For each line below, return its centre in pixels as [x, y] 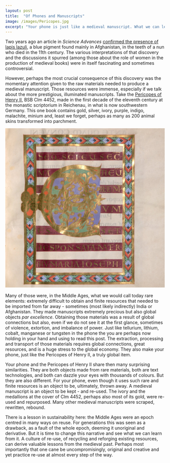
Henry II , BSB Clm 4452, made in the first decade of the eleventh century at [84, 100]
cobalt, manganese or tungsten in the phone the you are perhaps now [78, 333]
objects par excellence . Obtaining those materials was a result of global [80, 317]
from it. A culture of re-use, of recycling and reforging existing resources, [82, 439]
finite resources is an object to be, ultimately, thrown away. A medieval [79, 386]
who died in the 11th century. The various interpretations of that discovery [82, 53]
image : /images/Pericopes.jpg [37, 21]
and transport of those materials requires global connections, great [75, 344]
